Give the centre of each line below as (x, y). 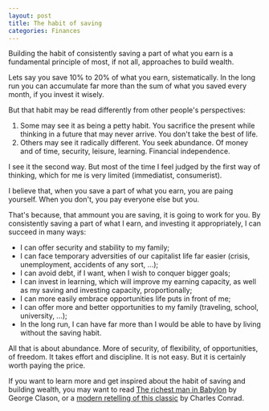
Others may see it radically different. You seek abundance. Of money (134, 143)
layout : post (30, 16)
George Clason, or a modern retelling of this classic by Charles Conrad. (126, 398)
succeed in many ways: (47, 232)
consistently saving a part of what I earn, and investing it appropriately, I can (135, 224)
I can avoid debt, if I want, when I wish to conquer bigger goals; (125, 273)
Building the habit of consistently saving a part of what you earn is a (121, 54)
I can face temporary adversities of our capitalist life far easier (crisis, (135, 256)
